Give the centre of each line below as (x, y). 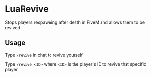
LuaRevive (27, 9)
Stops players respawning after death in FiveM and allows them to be (75, 22)
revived (13, 27)
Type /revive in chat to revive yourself (44, 55)
